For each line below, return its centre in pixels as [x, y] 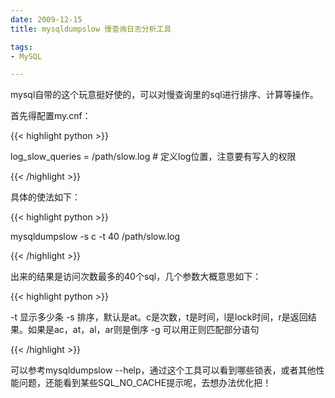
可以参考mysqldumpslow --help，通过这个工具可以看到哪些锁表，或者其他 [163, 370]
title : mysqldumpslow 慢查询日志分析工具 [91, 29]
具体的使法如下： [45, 197]
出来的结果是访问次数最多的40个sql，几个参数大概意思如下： [136, 277]
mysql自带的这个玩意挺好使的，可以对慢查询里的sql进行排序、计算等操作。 [164, 95]
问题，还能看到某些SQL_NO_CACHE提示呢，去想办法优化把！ [145, 383]
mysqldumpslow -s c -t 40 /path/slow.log [95, 237]
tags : [21, 47]
